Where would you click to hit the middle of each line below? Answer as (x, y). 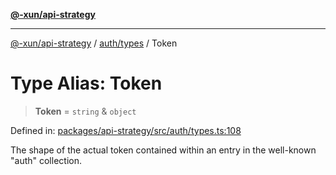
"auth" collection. (46, 160)
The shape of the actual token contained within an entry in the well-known (163, 150)
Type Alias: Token (86, 83)
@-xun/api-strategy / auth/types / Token (94, 43)
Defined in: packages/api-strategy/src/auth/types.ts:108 (126, 130)
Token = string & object (85, 111)
